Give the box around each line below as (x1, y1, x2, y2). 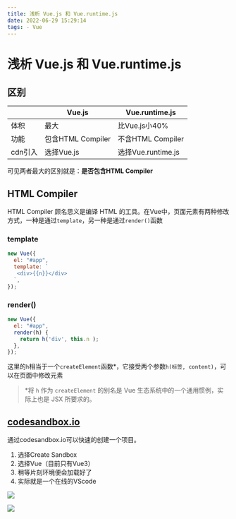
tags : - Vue (7, 23, 42, 30)
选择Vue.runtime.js (117, 148, 180, 157)
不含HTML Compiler (117, 134, 185, 144)
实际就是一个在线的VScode (17, 477, 97, 486)
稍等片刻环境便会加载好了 (17, 468, 92, 477)
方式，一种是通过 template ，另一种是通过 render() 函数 (7, 216, 163, 225)
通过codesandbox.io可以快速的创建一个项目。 (7, 436, 141, 444)
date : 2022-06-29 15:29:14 (7, 17, 87, 24)
